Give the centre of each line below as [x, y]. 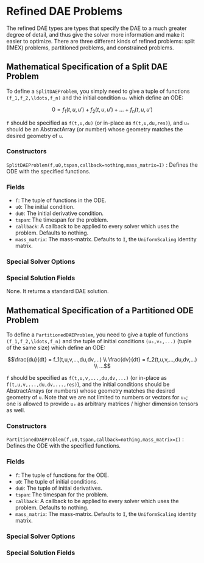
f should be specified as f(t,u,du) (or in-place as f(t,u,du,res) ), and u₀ [98, 123]
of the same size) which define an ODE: [56, 348]
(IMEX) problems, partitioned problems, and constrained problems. [90, 48]
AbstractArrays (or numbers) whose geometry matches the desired [91, 391]
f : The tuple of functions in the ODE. [61, 200]
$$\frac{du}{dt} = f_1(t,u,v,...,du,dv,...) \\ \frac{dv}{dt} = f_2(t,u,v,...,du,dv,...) [102, 360]
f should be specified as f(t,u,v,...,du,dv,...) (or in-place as [87, 378]
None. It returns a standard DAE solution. [58, 291]
